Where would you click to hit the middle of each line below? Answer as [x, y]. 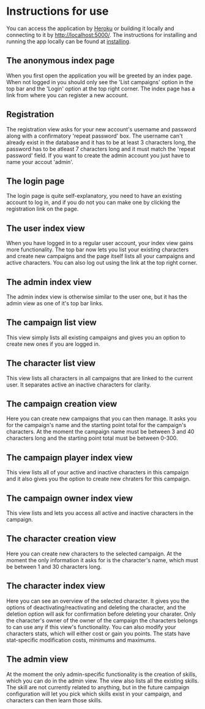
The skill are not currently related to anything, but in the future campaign [98, 687]
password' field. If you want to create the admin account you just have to [98, 155]
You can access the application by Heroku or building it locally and [90, 28]
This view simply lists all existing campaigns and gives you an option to [96, 337]
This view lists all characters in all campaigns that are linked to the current [100, 378]
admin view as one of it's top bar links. [55, 303]
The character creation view [61, 539]
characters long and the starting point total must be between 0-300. [92, 438]
